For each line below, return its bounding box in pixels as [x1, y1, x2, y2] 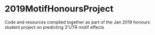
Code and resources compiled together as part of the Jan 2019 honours [4, 19, 151, 25]
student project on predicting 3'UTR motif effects [4, 24, 104, 30]
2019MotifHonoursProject [4, 3, 114, 14]
